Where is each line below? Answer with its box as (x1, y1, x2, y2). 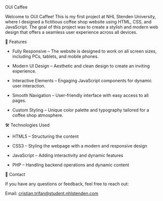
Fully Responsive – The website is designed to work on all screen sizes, (12, 49, 157, 54)
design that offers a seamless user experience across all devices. (5, 29, 137, 35)
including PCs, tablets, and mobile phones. (12, 53, 99, 59)
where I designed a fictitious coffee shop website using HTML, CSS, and (5, 19, 152, 25)
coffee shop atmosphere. (12, 112, 64, 118)
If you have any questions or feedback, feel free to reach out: (5, 181, 129, 187)
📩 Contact (5, 172, 26, 177)
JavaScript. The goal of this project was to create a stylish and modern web (5, 24, 159, 30)
